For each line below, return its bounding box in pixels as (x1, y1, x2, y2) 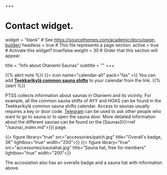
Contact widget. (5, 20, 74, 31)
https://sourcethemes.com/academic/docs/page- (54, 36, 156, 42)
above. (5, 164, 19, 170)
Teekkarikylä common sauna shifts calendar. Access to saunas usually (5, 103, 150, 109)
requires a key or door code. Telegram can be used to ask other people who (5, 108, 162, 114)
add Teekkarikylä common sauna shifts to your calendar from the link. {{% (5, 77, 161, 83)
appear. (5, 52, 21, 58)
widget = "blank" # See (5, 36, 53, 42)
